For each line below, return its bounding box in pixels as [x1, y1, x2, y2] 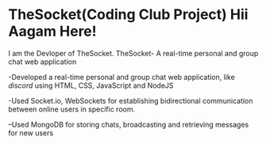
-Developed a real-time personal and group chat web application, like [8, 72, 236, 81]
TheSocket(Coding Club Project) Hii [8, 6, 249, 24]
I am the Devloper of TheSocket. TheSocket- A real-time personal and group [8, 48, 259, 58]
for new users [8, 128, 54, 138]
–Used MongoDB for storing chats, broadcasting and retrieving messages [8, 119, 249, 129]
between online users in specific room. [8, 104, 136, 114]
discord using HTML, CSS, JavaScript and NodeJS [8, 81, 174, 90]
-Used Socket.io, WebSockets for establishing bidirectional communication [8, 96, 253, 105]
